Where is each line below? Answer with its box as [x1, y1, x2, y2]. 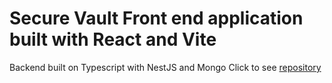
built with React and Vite [9, 28, 217, 51]
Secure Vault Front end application [9, 7, 304, 30]
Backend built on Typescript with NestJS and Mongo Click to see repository [9, 61, 322, 73]
